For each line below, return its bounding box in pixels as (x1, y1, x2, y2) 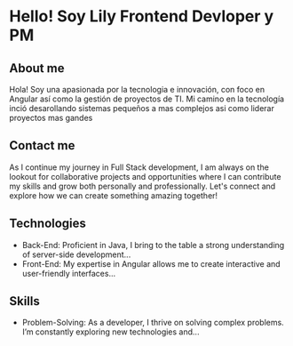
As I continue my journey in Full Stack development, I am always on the (9, 162, 269, 173)
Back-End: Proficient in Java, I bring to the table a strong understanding (21, 239, 285, 250)
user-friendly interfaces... (21, 268, 116, 278)
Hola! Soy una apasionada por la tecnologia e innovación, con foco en (9, 84, 265, 94)
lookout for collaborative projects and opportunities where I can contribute (9, 171, 281, 181)
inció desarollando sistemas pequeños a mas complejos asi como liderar (9, 103, 275, 113)
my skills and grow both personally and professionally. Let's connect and (9, 181, 276, 191)
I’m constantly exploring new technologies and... (21, 326, 200, 337)
